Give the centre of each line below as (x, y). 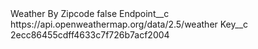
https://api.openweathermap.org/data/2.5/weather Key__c (129, 24)
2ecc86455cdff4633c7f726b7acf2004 (90, 35)
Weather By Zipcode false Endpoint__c (90, 13)
